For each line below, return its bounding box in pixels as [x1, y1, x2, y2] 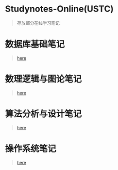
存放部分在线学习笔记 [17, 20, 60, 26]
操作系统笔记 [5, 143, 57, 154]
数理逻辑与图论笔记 [5, 74, 82, 85]
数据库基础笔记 [5, 39, 65, 50]
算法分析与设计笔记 [5, 108, 82, 119]
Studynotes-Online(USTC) [5, 3, 114, 15]
